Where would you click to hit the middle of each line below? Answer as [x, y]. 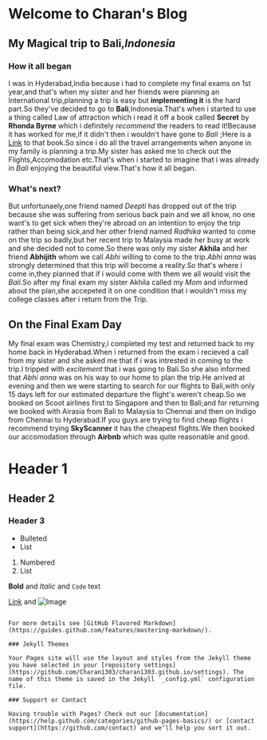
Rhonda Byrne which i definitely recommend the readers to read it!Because [132, 125]
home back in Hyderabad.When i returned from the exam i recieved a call [129, 352]
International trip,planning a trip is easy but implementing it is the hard [124, 100]
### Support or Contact [48, 700]
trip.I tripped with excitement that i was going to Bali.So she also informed [130, 368]
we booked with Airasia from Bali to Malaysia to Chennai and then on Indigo [132, 411]
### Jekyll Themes [39, 644]
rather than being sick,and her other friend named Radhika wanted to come [132, 231]
